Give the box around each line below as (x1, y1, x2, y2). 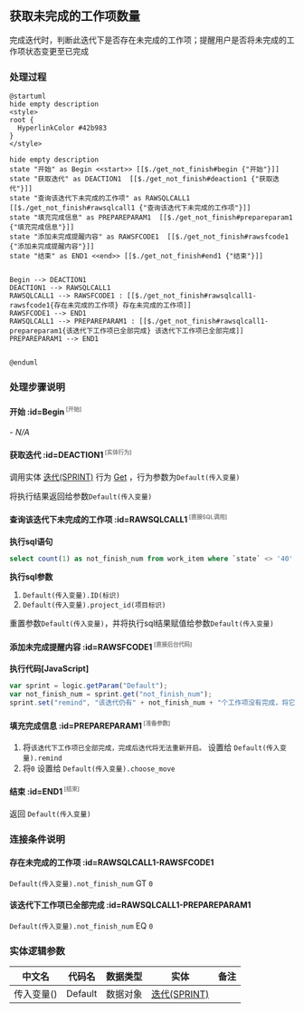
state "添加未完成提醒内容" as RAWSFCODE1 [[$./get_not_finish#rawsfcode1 (9, 232, 290, 242)
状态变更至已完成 (24, 45, 89, 56)
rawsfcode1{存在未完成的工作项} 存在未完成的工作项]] (9, 301, 192, 310)
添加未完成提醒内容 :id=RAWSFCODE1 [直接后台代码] (9, 640, 193, 652)
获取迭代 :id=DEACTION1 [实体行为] (9, 448, 133, 461)
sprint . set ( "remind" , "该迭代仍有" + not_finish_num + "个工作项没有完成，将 (9, 698, 290, 707)
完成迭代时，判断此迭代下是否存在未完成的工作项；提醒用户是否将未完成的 (9, 34, 287, 45)
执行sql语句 (9, 536, 53, 547)
